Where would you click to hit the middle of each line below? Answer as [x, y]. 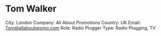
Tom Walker [31, 9]
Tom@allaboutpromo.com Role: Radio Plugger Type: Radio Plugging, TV [80, 27]
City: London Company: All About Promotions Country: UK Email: [73, 22]
